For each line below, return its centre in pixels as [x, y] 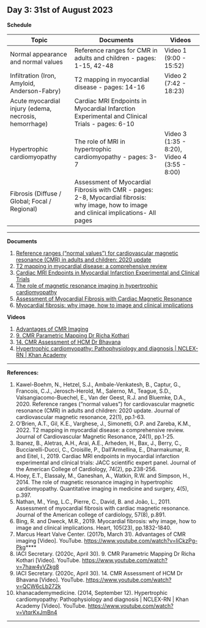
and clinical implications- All [115, 213]
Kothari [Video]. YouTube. [48, 560]
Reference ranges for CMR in [116, 50]
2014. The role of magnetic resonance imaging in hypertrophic [94, 482]
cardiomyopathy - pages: [111, 157]
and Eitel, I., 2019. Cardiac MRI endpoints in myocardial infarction [97, 456]
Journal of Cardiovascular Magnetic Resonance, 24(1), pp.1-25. [95, 436]
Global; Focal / [31, 201]
